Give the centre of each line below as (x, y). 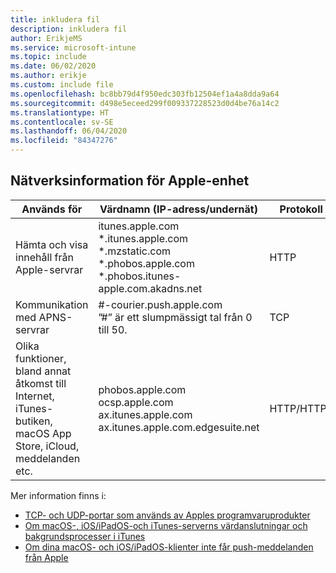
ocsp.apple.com (136, 402)
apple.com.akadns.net (150, 288)
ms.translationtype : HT (60, 112)
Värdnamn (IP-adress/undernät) (178, 209)
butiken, (34, 421)
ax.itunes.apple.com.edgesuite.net (179, 427)
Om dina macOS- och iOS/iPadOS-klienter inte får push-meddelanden (169, 547)
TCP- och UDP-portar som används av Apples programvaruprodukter (167, 515)
